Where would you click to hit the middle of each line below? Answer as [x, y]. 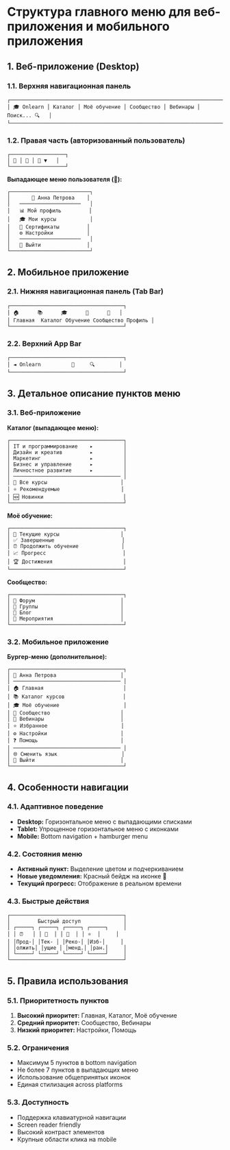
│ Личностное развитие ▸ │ [67, 470]
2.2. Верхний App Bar [44, 344]
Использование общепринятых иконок [74, 1077]
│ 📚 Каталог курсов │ [67, 697]
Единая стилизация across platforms [70, 1085]
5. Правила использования [68, 981]
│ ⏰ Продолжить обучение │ [66, 546]
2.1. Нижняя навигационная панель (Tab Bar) [86, 291]
